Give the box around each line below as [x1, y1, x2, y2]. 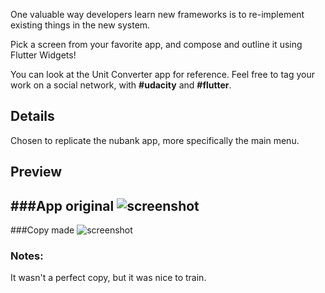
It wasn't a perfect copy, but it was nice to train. [10, 272, 207, 284]
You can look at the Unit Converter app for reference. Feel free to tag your [10, 69, 315, 80]
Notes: [10, 249, 44, 263]
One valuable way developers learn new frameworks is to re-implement [10, 9, 305, 20]
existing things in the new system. [10, 19, 151, 31]
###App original [10, 197, 115, 214]
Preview [10, 164, 63, 181]
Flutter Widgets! [10, 49, 77, 61]
